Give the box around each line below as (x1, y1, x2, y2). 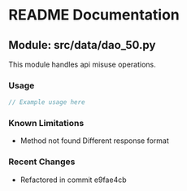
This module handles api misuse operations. (8, 59, 156, 69)
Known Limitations (8, 118, 85, 129)
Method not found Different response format (20, 136, 169, 145)
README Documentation (8, 6, 180, 24)
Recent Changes (8, 156, 76, 167)
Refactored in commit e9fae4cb (20, 175, 128, 184)
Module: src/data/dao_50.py (8, 38, 156, 52)
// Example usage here (8, 98, 85, 106)
